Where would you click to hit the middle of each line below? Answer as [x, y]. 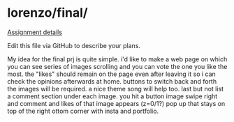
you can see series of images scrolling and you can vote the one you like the [117, 66]
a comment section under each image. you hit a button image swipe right [112, 96]
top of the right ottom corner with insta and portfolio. [83, 111]
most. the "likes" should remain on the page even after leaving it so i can [112, 74]
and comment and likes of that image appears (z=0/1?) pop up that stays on [116, 103]
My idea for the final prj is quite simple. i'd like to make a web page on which [117, 59]
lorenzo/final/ [48, 13]
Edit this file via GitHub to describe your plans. [74, 45]
